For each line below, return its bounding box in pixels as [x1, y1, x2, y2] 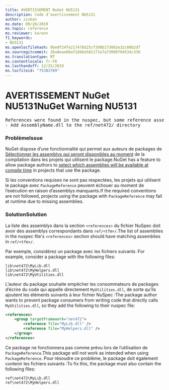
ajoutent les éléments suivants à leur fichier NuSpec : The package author [5, 291, 157, 297]
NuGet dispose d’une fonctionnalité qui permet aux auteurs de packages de [5, 146, 162, 152]
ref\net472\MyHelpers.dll [5, 380, 59, 385]
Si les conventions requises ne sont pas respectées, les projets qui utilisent [5, 177, 161, 183]
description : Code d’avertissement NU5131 [5, 12, 96, 17]
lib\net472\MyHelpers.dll [5, 268, 59, 273]
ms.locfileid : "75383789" [5, 68, 59, 73]
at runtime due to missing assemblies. [5, 198, 84, 204]
